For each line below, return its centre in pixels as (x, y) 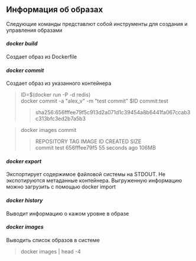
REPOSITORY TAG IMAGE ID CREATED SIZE (88, 141)
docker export (24, 161)
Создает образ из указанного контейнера (59, 83)
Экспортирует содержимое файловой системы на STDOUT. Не (86, 174)
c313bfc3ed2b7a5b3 (61, 119)
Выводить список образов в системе (53, 240)
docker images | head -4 (51, 251)
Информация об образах (55, 10)
